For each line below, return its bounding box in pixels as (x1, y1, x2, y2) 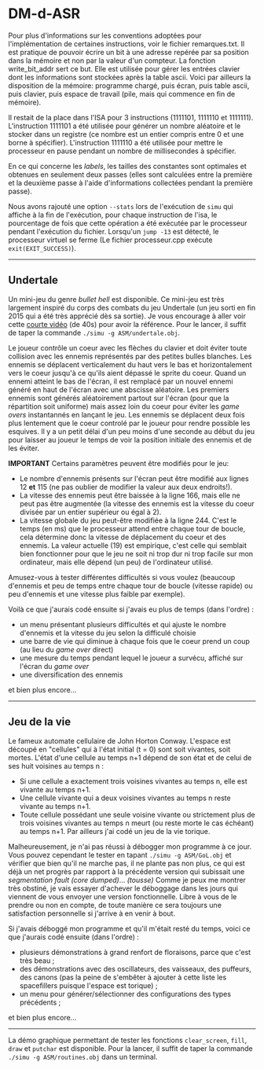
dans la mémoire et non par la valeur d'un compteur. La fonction (8, 56, 216, 65)
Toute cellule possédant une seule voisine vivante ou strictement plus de (19, 810, 255, 819)
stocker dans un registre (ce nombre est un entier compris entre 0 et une (8, 129, 244, 138)
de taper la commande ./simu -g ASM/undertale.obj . (8, 328, 181, 337)
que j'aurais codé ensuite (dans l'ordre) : (8, 932, 140, 942)
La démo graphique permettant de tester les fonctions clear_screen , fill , (8, 1035, 247, 1045)
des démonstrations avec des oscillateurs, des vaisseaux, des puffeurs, (19, 964, 251, 973)
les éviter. (8, 443, 40, 453)
